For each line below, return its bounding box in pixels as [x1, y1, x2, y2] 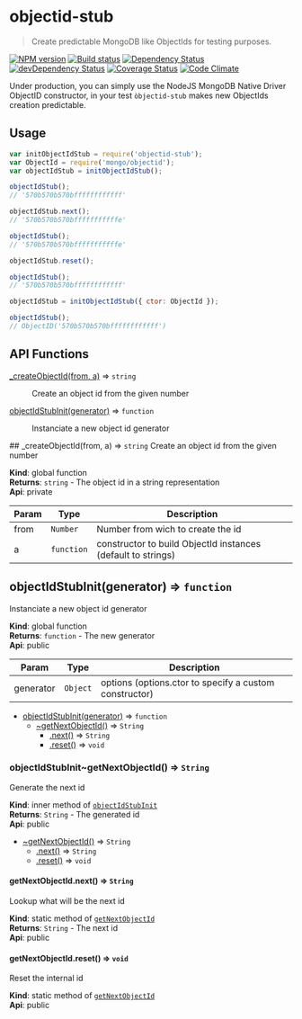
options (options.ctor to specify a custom [100, 676, 275, 689]
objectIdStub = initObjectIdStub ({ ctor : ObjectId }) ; [9, 297, 219, 307]
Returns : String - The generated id [9, 809, 140, 819]
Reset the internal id [9, 973, 84, 984]
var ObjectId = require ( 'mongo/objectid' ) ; [9, 157, 175, 167]
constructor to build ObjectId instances [96, 537, 262, 550]
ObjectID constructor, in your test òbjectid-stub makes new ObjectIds [9, 90, 269, 101]
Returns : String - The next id [9, 923, 119, 933]
